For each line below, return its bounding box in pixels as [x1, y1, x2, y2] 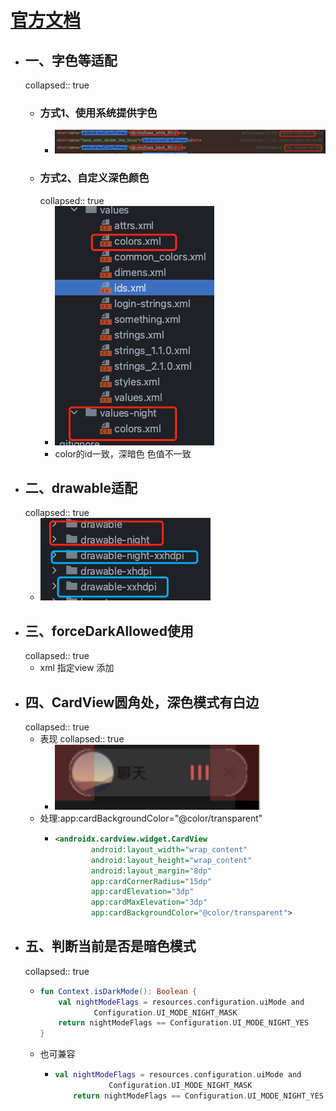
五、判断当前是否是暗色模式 [24, 938, 197, 955]
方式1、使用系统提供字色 [39, 106, 158, 120]
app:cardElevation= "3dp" [90, 887, 195, 897]
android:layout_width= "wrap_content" [90, 844, 248, 855]
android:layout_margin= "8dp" [90, 866, 212, 876]
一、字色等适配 [24, 52, 118, 69]
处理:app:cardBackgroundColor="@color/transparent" [39, 812, 263, 825]
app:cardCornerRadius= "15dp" [90, 876, 212, 886]
